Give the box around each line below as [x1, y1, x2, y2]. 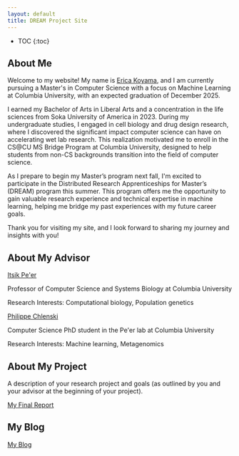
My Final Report [7, 400, 54, 409]
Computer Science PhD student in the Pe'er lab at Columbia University [7, 326, 215, 335]
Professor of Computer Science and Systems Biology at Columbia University [7, 284, 233, 293]
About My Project [7, 361, 87, 373]
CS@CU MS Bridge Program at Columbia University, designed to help [7, 143, 212, 152]
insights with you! [7, 231, 59, 239]
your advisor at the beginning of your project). [7, 386, 143, 395]
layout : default [7, 10, 56, 18]
